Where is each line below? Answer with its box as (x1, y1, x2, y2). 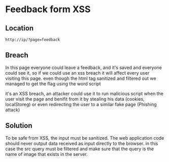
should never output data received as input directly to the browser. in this (5, 140, 158, 146)
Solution (5, 121, 32, 130)
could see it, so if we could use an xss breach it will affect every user (5, 70, 150, 76)
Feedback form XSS (5, 4, 91, 15)
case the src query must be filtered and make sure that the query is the (5, 146, 154, 152)
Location (5, 24, 34, 33)
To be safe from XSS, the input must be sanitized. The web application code (5, 135, 164, 141)
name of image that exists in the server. (5, 151, 88, 157)
